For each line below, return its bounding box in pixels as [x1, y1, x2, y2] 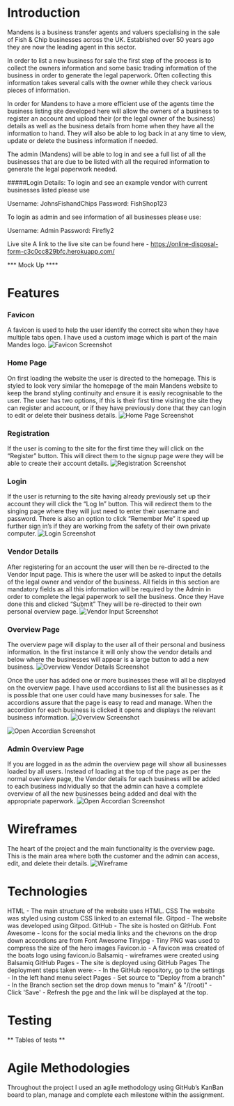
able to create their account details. [7, 459, 109, 468]
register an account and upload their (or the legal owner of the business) [7, 114, 216, 123]
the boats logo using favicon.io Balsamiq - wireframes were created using [7, 951, 219, 960]
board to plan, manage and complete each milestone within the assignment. [7, 1090, 225, 1099]
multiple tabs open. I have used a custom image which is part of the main [7, 333, 217, 342]
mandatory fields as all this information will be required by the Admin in [7, 584, 211, 593]
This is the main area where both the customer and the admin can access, [7, 852, 220, 861]
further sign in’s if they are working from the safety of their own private [7, 522, 211, 531]
